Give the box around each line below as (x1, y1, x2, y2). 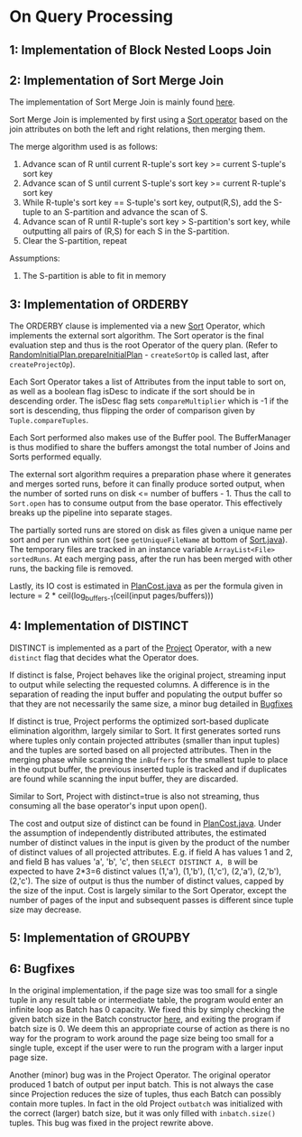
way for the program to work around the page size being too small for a (9, 1033, 275, 1044)
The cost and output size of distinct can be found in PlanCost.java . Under (9, 818, 282, 828)
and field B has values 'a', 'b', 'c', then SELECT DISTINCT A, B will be (9, 855, 259, 867)
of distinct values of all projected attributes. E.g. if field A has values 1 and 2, (9, 846, 293, 857)
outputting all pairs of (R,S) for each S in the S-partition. (22, 226, 230, 236)
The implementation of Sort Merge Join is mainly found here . (9, 97, 236, 107)
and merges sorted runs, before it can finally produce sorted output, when (9, 478, 286, 489)
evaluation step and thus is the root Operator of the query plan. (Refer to (9, 340, 278, 351)
